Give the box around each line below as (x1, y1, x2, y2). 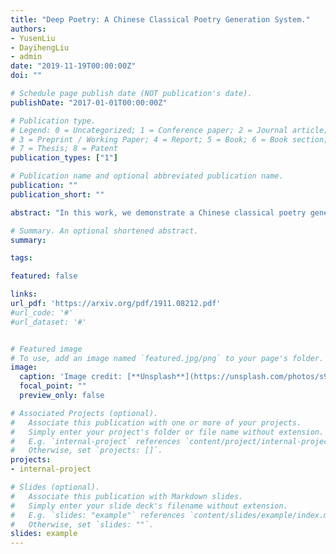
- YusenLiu (10, 33, 56, 43)
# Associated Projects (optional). (10, 408, 159, 418)
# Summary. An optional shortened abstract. (10, 226, 199, 236)
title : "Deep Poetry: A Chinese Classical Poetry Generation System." (10, 14, 311, 25)
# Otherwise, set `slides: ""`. (10, 519, 155, 530)
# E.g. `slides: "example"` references (10, 510, 186, 520)
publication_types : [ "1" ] (10, 153, 118, 163)
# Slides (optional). (10, 482, 101, 492)
